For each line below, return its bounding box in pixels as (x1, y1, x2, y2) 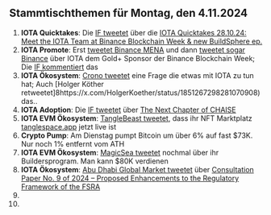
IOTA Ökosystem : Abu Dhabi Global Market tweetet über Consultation (20, 164, 255, 174)
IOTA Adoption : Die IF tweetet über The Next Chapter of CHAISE (20, 105, 236, 114)
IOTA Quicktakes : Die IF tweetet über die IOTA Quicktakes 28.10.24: (20, 27, 247, 37)
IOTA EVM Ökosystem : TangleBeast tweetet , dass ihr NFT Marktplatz (20, 113, 252, 123)
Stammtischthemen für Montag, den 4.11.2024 (9, 6, 248, 20)
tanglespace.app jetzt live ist (20, 122, 117, 131)
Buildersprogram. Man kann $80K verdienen (20, 156, 169, 166)
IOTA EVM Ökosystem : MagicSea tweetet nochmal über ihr (20, 147, 219, 157)
